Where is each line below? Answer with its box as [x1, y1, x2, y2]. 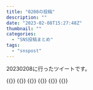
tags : [6, 43, 20, 49]
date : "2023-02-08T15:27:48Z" [6, 20, 83, 26]
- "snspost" [11, 48, 42, 54]
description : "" [6, 14, 47, 20]
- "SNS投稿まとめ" [11, 37, 53, 43]
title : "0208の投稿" [6, 8, 56, 15]
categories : [6, 31, 36, 37]
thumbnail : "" [6, 25, 42, 32]
